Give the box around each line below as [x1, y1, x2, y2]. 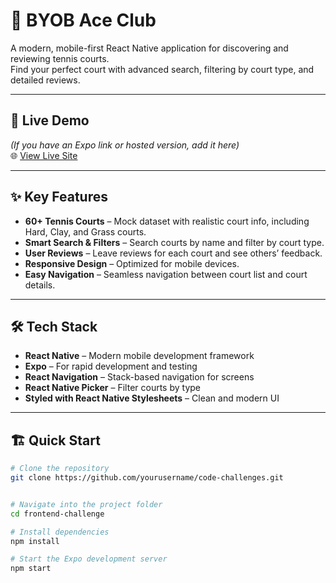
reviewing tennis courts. [10, 52, 110, 64]
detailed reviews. [10, 74, 81, 86]
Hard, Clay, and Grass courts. [24, 225, 147, 238]
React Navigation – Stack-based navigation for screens [24, 371, 255, 383]
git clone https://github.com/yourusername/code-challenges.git [10, 473, 284, 483]
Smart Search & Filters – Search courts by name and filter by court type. [24, 236, 325, 248]
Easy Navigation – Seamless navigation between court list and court [24, 268, 308, 280]
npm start [10, 564, 52, 574]
